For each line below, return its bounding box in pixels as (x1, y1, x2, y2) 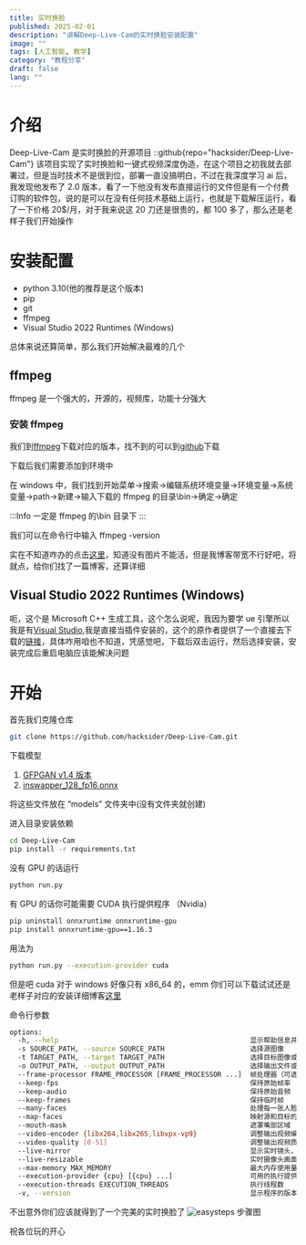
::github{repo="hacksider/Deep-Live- (153, 147, 294, 158)
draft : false (9, 65, 59, 74)
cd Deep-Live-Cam (9, 836, 76, 845)
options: (9, 1028, 43, 1037)
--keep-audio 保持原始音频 (17, 1087, 291, 1096)
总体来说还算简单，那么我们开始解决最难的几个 (9, 340, 185, 351)
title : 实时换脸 (9, 13, 66, 23)
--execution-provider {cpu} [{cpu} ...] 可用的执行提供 (17, 1172, 298, 1181)
